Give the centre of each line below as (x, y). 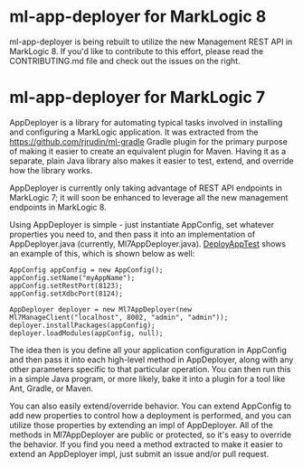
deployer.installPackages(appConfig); (82, 325)
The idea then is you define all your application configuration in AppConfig (148, 350)
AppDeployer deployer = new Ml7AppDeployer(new (101, 309)
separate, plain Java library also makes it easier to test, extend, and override (151, 161)
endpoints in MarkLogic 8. (58, 207)
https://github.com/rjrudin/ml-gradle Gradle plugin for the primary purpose (148, 141)
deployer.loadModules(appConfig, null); (87, 333)
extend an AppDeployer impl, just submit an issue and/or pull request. (139, 454)
